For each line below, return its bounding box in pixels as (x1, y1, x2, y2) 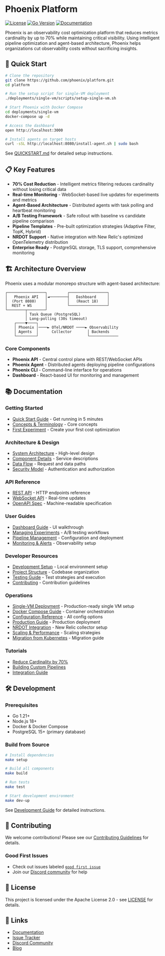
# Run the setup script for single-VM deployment (5, 91, 110, 96)
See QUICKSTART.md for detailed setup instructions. (5, 150, 113, 156)
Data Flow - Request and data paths (12, 461, 86, 467)
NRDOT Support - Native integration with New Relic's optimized (12, 234, 143, 240)
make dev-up (5, 798, 30, 803)
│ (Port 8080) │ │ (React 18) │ (5, 298, 110, 304)
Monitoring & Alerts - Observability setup (12, 540, 97, 546)
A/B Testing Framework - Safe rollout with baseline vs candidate (12, 213, 146, 219)
